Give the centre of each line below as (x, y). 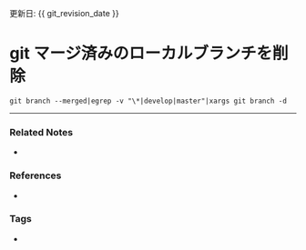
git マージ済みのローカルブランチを (141, 54)
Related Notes (41, 132)
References (36, 175)
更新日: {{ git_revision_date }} (65, 13)
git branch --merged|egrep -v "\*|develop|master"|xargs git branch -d (148, 101)
